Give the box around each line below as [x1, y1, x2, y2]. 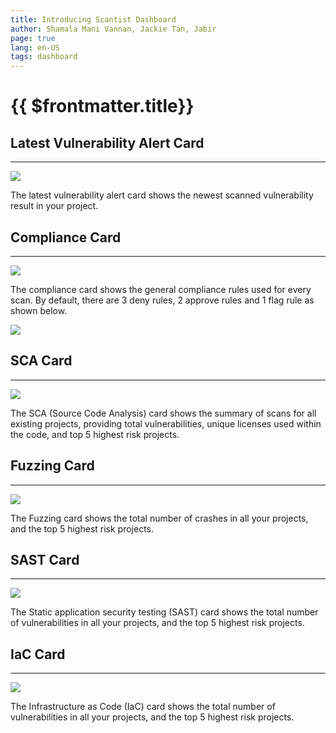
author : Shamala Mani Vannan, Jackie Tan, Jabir [10, 24, 217, 34]
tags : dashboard [10, 52, 78, 62]
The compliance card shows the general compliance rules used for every [10, 283, 312, 295]
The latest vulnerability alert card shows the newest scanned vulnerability [10, 189, 314, 201]
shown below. [10, 304, 68, 316]
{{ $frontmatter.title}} [10, 95, 195, 118]
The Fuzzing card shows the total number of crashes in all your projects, [10, 512, 309, 524]
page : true [10, 33, 56, 43]
